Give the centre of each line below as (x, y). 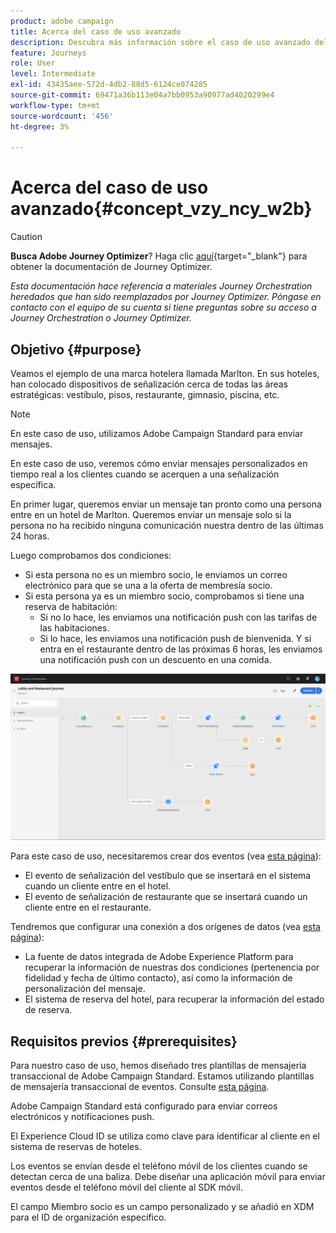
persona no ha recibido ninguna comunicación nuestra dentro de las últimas (167, 525)
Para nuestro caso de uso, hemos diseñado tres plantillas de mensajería (158, 1066)
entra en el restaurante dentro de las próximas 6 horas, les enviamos (181, 649)
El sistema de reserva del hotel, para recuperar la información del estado (174, 999)
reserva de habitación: (71, 606)
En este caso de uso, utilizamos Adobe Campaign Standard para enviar (157, 433)
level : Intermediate (53, 74)
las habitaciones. (74, 628)
